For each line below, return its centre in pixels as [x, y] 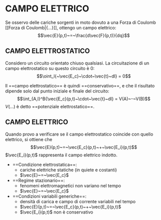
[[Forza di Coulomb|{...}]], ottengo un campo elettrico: [61, 27]
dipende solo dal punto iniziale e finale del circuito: [57, 91]
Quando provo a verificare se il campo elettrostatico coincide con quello [79, 134]
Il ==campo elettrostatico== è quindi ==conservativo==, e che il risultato [80, 85]
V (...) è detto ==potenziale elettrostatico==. [50, 106]
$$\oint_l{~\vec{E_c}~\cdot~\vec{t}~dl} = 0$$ [84, 76]
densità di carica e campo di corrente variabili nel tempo [78, 201]
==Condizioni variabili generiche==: [49, 196]
